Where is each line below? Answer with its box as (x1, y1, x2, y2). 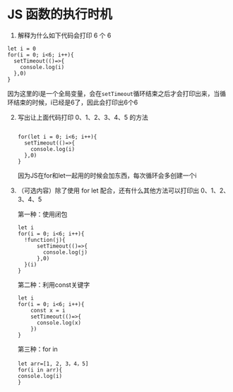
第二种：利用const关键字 (17, 280, 90, 289)
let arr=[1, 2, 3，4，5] (17, 360, 89, 367)
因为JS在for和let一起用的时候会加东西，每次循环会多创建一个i (17, 171, 197, 180)
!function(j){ (24, 236, 66, 243)
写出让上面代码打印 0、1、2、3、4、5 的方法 (17, 113, 148, 121)
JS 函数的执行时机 (7, 6, 113, 23)
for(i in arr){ (17, 366, 63, 374)
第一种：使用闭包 (17, 209, 68, 219)
